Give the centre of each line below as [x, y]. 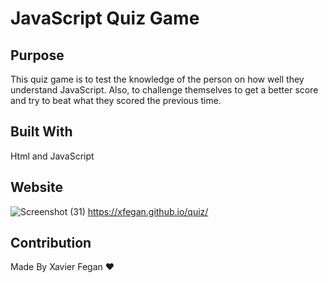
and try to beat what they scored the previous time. [116, 100]
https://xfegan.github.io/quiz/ [148, 211]
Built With [41, 132]
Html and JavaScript [52, 156]
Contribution [51, 243]
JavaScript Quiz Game [105, 18]
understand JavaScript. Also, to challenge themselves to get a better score [164, 90]
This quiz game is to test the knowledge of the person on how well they [157, 79]
